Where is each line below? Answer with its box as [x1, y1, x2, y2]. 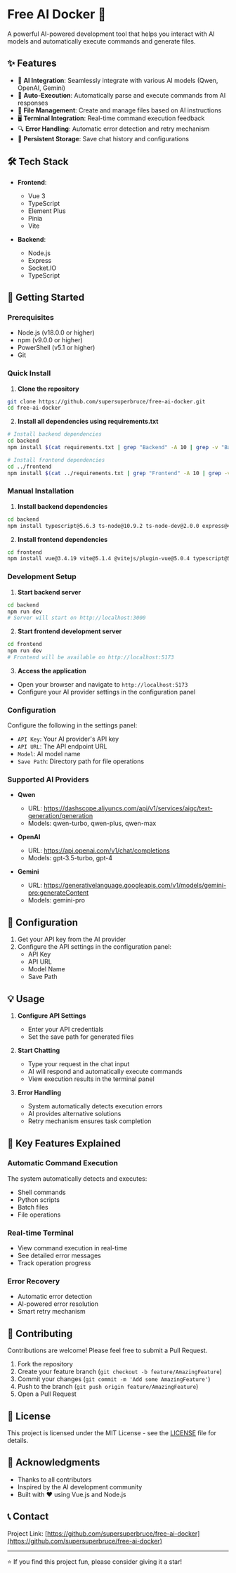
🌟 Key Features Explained [7, 1137, 122, 1149]
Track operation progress [17, 1259, 91, 1267]
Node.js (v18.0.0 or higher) [17, 328, 95, 337]
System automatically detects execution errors [27, 1102, 163, 1111]
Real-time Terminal [7, 1228, 74, 1238]
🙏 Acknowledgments [7, 1456, 100, 1468]
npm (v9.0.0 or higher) [17, 336, 83, 344]
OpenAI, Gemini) [17, 84, 65, 92]
